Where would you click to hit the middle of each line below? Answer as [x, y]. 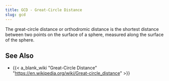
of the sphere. [20, 40]
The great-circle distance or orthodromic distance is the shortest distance [82, 29]
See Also [19, 55]
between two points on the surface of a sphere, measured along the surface [84, 34]
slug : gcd [16, 15]
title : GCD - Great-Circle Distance [44, 10]
